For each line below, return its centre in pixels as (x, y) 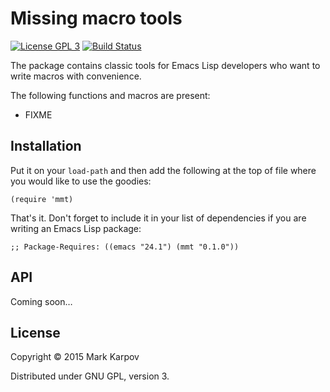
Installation (46, 146)
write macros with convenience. (76, 76)
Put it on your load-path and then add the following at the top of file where (163, 170)
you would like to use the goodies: (81, 181)
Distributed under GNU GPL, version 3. (90, 376)
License (35, 332)
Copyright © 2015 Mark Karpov (75, 357)
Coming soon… (41, 301)
